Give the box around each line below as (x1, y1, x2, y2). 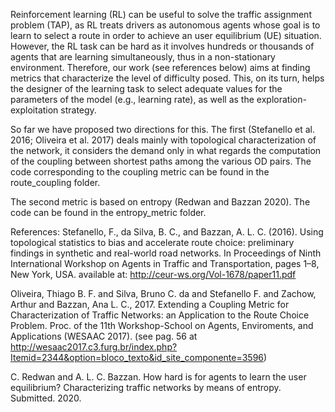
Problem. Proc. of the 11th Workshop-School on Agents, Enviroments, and (10, 320, 314, 331)
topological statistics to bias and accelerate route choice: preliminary (10, 237, 295, 248)
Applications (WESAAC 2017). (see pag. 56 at (10, 330, 198, 342)
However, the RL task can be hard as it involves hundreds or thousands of (10, 40, 315, 52)
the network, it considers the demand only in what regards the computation (10, 145, 322, 156)
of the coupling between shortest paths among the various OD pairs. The (10, 155, 312, 167)
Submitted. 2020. (10, 392, 82, 404)
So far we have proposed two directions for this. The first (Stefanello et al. (10, 124, 315, 135)
